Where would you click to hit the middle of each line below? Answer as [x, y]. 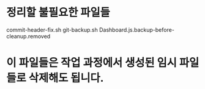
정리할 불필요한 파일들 [58, 12]
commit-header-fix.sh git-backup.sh [52, 30]
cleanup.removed [28, 36]
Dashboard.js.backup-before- [136, 30]
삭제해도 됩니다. [66, 78]
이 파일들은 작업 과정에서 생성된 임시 [92, 63]
